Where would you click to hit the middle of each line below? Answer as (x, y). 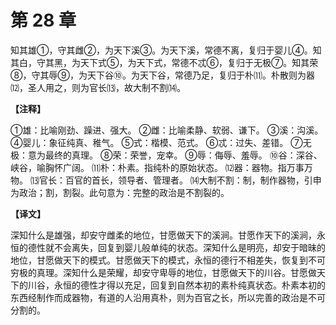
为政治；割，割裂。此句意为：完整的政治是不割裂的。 (120, 192)
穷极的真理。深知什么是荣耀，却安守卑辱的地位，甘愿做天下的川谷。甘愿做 (163, 272)
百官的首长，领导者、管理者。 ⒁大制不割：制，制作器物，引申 (193, 180)
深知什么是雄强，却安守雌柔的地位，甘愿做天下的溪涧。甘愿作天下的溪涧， (163, 235)
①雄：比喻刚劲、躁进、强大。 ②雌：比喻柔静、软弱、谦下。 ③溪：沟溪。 (167, 130)
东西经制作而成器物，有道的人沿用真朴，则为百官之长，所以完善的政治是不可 (168, 297)
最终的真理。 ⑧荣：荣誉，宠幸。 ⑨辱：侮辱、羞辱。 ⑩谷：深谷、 (183, 155)
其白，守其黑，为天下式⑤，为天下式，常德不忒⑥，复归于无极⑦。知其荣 (164, 62)
